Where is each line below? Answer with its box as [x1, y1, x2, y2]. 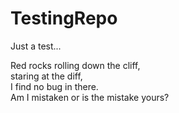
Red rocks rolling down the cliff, [10, 59, 141, 71]
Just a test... [10, 40, 62, 52]
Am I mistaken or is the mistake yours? [10, 91, 170, 103]
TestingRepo [10, 7, 118, 30]
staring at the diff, [10, 70, 83, 82]
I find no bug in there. [10, 80, 99, 92]
